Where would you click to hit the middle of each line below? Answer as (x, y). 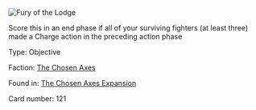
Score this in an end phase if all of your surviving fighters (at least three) (128, 28)
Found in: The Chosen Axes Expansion (72, 83)
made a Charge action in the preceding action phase (95, 37)
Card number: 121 (37, 99)
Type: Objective (35, 52)
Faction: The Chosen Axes (52, 67)
